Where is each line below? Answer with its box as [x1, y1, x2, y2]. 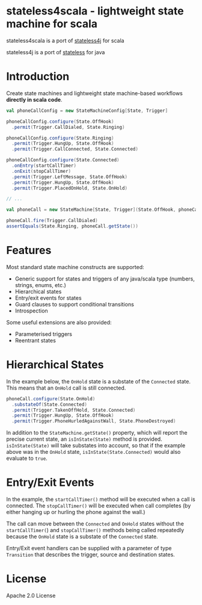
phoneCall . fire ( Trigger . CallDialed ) [6, 218, 98, 224]
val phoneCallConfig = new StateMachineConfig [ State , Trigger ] [6, 107, 168, 114]
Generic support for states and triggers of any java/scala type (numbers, [14, 275, 195, 282]
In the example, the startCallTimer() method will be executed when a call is [6, 495, 195, 503]
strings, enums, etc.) [14, 281, 66, 288]
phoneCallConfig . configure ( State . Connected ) [6, 157, 120, 163]
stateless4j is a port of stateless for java [6, 48, 105, 55]
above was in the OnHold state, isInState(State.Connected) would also [6, 448, 181, 456]
